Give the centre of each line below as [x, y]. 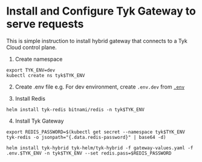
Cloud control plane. [32, 47]
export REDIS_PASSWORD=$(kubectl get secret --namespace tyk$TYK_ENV [96, 132]
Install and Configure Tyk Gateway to [101, 11]
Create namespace [39, 59]
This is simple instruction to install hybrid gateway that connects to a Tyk [97, 41]
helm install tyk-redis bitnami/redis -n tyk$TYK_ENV [76, 110]
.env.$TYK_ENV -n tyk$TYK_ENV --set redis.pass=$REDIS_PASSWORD [89, 153]
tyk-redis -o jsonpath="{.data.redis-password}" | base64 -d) [86, 137]
